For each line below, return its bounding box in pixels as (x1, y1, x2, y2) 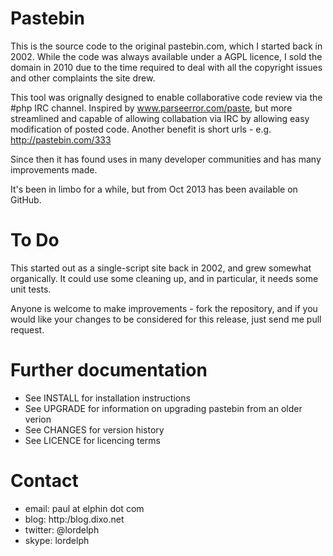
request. (10, 323, 45, 336)
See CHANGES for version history (24, 423, 165, 436)
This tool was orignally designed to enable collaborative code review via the (10, 91, 323, 103)
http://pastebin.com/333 (10, 133, 112, 146)
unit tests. (10, 283, 52, 295)
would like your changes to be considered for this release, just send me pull (10, 313, 322, 325)
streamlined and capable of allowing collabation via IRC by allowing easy (10, 112, 310, 124)
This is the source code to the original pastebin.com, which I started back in (10, 40, 323, 52)
